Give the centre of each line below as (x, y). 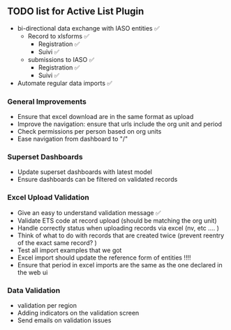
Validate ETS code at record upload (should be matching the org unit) (117, 220)
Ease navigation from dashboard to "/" (73, 139)
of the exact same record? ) (57, 242)
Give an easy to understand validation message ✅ (89, 212)
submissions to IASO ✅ (61, 59)
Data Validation (34, 290)
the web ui (32, 272)
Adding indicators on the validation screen (78, 313)
